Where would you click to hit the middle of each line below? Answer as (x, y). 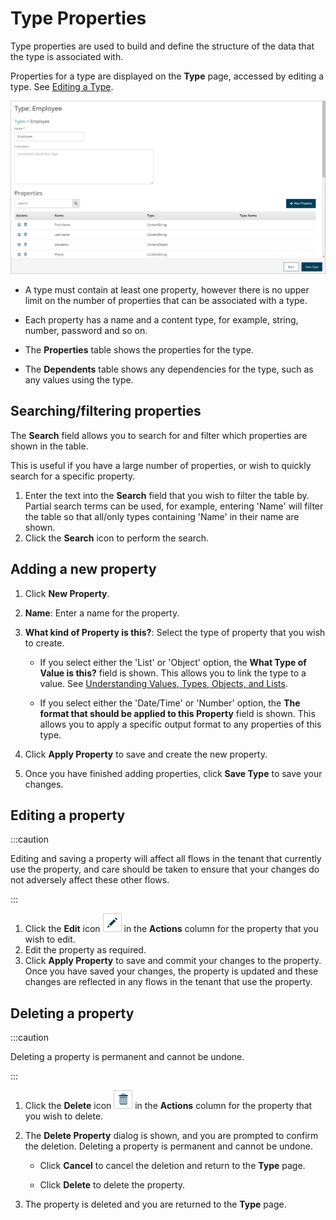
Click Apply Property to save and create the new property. (146, 754)
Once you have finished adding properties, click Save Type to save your (173, 773)
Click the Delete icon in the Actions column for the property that (168, 1106)
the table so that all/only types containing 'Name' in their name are (162, 516)
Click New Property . (67, 593)
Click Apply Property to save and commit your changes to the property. (173, 961)
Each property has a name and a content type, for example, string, (161, 320)
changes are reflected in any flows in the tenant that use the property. (168, 982)
